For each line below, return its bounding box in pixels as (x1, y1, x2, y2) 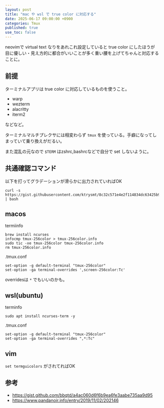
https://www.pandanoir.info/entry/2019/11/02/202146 (12, 397, 119, 403)
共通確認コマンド (5, 164, 57, 173)
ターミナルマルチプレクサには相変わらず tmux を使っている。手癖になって (5, 132, 153, 138)
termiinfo (5, 223, 23, 229)
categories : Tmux (5, 21, 41, 26)
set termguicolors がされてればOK (5, 363, 76, 369)
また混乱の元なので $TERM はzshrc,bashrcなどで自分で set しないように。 (5, 148, 151, 154)
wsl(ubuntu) (5, 291, 43, 300)
